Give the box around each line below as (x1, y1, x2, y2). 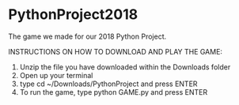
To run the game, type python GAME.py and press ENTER (19, 87, 208, 96)
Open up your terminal (19, 70, 93, 80)
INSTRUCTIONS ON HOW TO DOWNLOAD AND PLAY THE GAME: (8, 47, 223, 56)
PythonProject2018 (8, 6, 138, 24)
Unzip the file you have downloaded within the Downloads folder (19, 62, 231, 72)
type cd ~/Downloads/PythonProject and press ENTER (19, 79, 198, 88)
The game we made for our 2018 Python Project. (8, 32, 167, 41)
